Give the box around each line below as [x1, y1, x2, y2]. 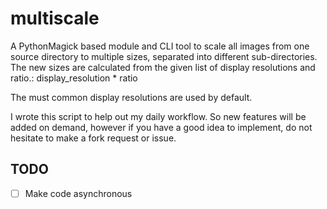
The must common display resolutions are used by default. [10, 91, 253, 103]
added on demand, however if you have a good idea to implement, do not [10, 121, 313, 133]
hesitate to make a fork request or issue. [10, 132, 177, 144]
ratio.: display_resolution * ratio [10, 72, 138, 84]
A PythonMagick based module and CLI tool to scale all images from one [10, 40, 310, 52]
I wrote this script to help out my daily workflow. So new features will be [10, 110, 307, 122]
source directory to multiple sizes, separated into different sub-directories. [10, 50, 318, 62]
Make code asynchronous [24, 187, 133, 199]
